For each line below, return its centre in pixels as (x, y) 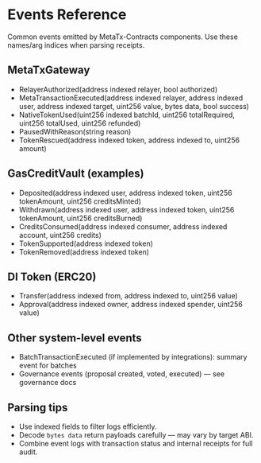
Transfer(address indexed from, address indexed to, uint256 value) (129, 296)
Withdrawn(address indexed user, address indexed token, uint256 (127, 209)
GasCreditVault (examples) (76, 174)
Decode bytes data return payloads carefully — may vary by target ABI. (136, 435)
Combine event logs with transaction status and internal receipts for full (136, 444)
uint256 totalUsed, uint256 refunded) (80, 123)
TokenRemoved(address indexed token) (84, 251)
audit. (28, 452)
